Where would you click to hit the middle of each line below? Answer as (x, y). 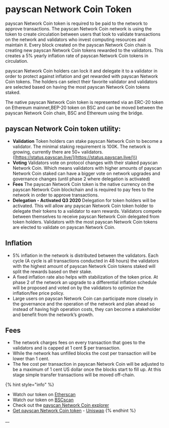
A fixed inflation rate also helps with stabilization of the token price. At (85, 277)
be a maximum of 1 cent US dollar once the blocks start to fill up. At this (87, 369)
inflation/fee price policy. (38, 293)
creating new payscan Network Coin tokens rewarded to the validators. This (84, 50)
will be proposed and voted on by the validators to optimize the (78, 288)
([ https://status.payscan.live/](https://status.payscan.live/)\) (75, 157)
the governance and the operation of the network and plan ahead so (83, 304)
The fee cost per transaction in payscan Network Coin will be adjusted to (88, 364)
